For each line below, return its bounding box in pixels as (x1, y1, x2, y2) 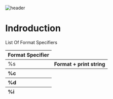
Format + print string (54, 60, 105, 68)
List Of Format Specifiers (5, 39, 57, 45)
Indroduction (5, 23, 61, 34)
